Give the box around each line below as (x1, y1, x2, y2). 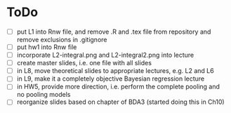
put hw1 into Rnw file (16, 43, 77, 51)
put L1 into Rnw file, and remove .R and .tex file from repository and (16, 27, 211, 36)
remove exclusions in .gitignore (16, 36, 107, 44)
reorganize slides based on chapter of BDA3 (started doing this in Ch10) (16, 98, 225, 106)
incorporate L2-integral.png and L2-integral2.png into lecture (16, 51, 194, 60)
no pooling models (16, 91, 71, 99)
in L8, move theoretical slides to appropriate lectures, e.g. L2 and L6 (16, 67, 215, 75)
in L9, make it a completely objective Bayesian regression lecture (16, 74, 205, 83)
